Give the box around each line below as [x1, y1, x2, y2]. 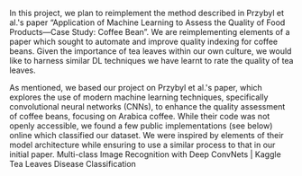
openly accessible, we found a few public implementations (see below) [9, 120, 273, 131]
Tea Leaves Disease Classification [9, 159, 137, 169]
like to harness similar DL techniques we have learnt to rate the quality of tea [9, 56, 294, 66]
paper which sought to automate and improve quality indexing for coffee [9, 36, 278, 47]
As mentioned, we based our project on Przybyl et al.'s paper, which [9, 83, 263, 92]
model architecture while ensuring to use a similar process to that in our [9, 139, 276, 150]
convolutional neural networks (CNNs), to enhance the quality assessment [9, 101, 286, 111]
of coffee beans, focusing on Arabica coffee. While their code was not [9, 111, 270, 121]
